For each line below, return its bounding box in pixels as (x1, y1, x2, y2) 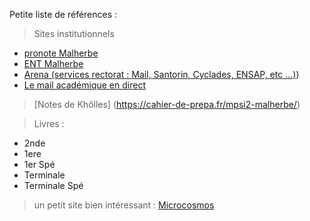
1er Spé (23, 159, 56, 170)
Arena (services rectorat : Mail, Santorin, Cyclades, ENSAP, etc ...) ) (23, 69, 300, 80)
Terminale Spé (23, 180, 84, 191)
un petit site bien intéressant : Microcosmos (33, 199, 215, 211)
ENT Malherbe (23, 58, 84, 69)
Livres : (33, 118, 65, 129)
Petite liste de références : (9, 9, 118, 20)
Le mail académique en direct (23, 79, 146, 91)
